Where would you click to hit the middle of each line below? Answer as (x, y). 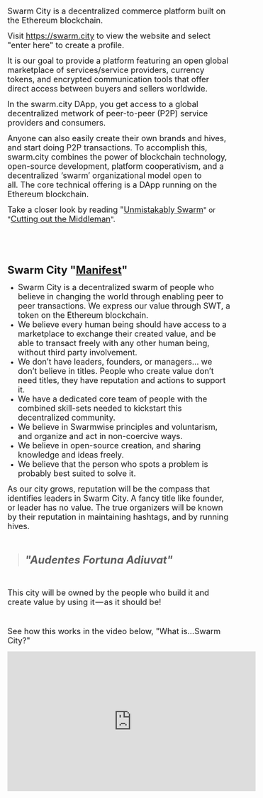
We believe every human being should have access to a (122, 324)
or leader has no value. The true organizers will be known (115, 508)
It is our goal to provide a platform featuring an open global (118, 61)
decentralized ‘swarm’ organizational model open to (105, 175)
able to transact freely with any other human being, (114, 343)
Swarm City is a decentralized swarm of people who (116, 287)
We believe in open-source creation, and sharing (109, 445)
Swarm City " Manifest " (68, 270)
